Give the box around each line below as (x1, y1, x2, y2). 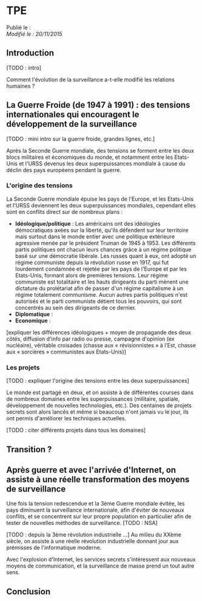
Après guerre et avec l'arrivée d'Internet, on (6, 465, 177, 475)
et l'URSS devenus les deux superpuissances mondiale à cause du (19, 159, 186, 167)
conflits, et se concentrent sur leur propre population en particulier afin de (6, 513, 192, 520)
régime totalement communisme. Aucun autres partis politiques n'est (15, 291, 188, 298)
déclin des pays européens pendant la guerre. (6, 166, 121, 173)
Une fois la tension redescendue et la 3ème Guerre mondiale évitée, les (6, 500, 185, 507)
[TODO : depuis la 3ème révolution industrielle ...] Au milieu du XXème (6, 531, 182, 538)
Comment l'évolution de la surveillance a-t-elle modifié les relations (6, 75, 175, 83)
